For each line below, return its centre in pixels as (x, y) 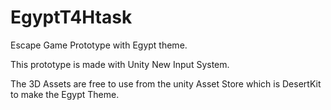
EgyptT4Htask (71, 17)
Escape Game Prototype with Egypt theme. (99, 45)
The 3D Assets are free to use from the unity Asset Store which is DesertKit (166, 83)
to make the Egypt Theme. (65, 94)
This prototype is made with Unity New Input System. (120, 64)
